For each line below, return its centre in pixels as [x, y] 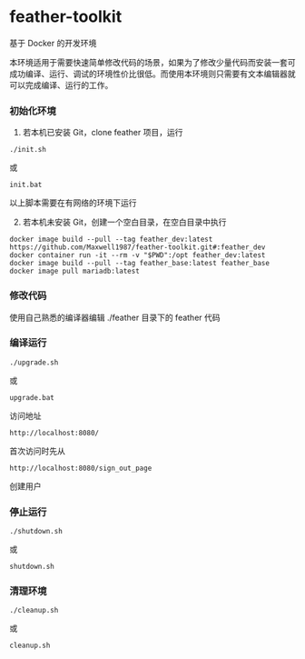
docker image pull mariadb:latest [75, 271]
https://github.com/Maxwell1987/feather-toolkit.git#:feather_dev [138, 247]
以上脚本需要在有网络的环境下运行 [73, 203]
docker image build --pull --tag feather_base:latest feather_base [140, 264]
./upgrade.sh [34, 362]
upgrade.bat [32, 397]
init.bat [26, 185]
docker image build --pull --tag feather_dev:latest [111, 240]
